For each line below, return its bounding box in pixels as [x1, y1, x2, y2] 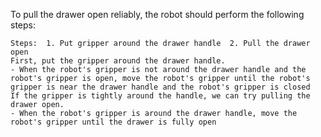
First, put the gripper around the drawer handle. [10, 56, 226, 66]
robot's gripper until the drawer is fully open [10, 117, 217, 127]
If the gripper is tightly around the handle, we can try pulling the [10, 91, 311, 101]
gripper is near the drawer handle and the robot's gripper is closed [10, 82, 311, 92]
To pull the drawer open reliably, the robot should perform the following [10, 9, 305, 20]
